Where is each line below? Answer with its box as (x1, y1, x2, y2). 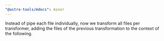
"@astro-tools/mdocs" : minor (5, 7, 65, 12)
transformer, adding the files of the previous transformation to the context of (5, 25, 160, 31)
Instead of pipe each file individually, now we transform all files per (5, 20, 141, 26)
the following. (5, 30, 33, 36)
